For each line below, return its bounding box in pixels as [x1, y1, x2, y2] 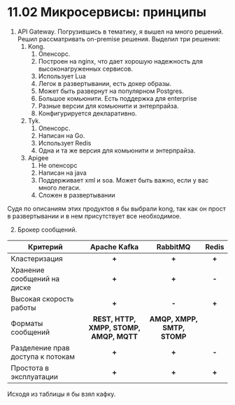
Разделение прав [10, 343, 70, 353]
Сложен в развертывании [38, 190, 115, 199]
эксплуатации [10, 371, 58, 381]
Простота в [10, 363, 49, 373]
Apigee [27, 153, 49, 162]
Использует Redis [38, 138, 92, 147]
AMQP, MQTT [90, 332, 138, 341]
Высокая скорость [10, 294, 75, 304]
